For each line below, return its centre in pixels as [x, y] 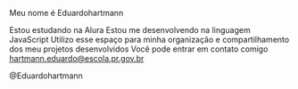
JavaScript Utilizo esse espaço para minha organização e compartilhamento [149, 40]
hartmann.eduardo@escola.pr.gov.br [77, 58]
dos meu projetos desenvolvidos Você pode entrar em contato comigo [139, 49]
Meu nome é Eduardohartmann [66, 13]
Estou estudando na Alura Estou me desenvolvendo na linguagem [130, 30]
